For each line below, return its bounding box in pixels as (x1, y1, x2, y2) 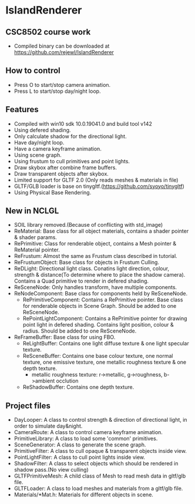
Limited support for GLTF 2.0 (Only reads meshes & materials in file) (14, 176, 179, 183)
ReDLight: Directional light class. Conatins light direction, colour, (14, 265, 170, 272)
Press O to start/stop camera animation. (14, 81, 111, 88)
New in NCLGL (5, 206, 59, 216)
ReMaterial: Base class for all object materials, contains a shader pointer (14, 227, 189, 235)
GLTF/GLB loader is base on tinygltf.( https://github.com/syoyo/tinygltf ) (14, 183, 184, 190)
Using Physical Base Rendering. (14, 189, 92, 196)
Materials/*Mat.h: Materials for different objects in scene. (14, 491, 154, 498)
